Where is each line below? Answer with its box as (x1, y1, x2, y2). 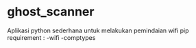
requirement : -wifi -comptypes (7, 33, 96, 41)
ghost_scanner (7, 4, 95, 20)
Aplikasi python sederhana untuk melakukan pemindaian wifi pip (7, 26, 189, 34)
